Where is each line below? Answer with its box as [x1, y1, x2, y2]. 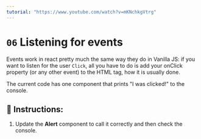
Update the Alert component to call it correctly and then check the [15, 120, 183, 128]
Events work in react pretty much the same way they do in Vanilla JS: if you [6, 55, 196, 63]
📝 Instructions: [6, 104, 64, 115]
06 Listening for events [6, 35, 123, 49]
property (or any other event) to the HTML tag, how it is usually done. [6, 68, 181, 76]
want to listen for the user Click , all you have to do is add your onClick [6, 62, 183, 69]
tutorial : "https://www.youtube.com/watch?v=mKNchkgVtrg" [6, 9, 157, 15]
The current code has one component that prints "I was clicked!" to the [6, 80, 185, 87]
